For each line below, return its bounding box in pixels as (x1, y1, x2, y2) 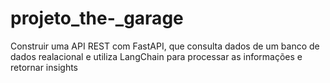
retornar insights (10, 61, 79, 73)
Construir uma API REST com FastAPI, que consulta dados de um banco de (10, 40, 320, 52)
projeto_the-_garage (10, 7, 184, 30)
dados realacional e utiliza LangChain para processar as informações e (10, 50, 303, 62)
